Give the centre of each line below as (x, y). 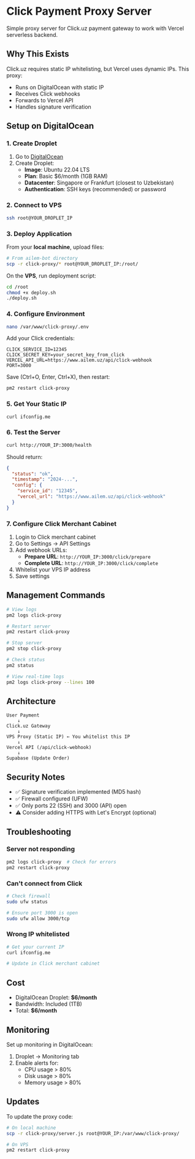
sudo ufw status (27, 902)
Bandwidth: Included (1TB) (49, 1004)
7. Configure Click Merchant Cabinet (61, 523)
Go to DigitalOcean (39, 157)
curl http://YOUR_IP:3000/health (49, 445)
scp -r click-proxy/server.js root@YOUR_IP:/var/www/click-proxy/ (93, 1133)
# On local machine (31, 1128)
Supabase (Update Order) (38, 758)
